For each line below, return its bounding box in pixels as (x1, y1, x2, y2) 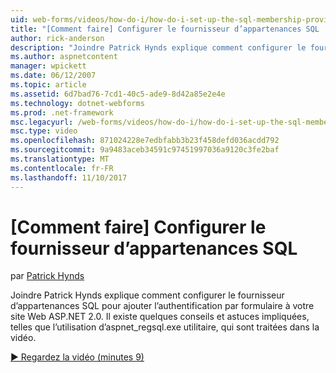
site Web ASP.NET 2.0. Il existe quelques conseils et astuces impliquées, (10, 311, 310, 323)
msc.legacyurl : (10, 117, 74, 127)
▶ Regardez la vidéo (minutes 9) (10, 351, 145, 363)
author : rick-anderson (10, 33, 105, 43)
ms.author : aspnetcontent (10, 52, 118, 62)
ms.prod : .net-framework (10, 107, 114, 118)
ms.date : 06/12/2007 (10, 71, 97, 81)
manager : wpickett (10, 61, 87, 71)
